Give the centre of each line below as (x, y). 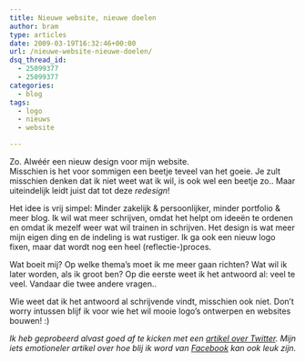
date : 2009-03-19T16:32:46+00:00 (73, 43)
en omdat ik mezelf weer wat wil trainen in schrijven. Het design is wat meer (152, 227)
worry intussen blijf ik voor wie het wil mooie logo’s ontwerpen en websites (150, 311)
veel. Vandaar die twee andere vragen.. (83, 284)
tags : (20, 102)
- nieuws (34, 119)
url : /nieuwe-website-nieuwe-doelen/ (81, 52)
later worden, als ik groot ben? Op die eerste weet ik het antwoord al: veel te (152, 274)
